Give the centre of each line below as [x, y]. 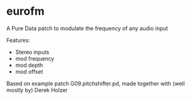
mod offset [29, 71]
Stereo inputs [32, 52]
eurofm [25, 11]
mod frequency [35, 58]
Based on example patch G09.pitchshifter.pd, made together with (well [96, 83]
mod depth [29, 65]
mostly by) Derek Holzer [37, 90]
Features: [18, 40]
